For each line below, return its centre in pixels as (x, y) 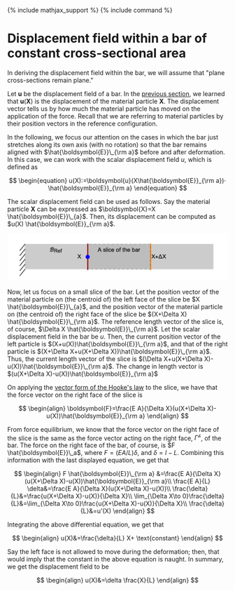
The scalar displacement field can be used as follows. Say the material (109, 201)
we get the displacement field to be (58, 566)
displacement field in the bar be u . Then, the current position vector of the (114, 337)
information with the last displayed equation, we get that (88, 460)
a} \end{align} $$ (164, 416)
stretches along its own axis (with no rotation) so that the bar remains (107, 144)
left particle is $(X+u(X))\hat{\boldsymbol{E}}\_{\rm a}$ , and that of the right (118, 344)
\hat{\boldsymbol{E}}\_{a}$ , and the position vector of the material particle (115, 306)
